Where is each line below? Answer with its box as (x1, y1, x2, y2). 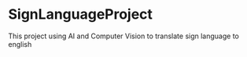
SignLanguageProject (8, 5, 153, 23)
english (8, 39, 32, 48)
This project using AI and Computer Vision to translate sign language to (8, 31, 240, 41)
